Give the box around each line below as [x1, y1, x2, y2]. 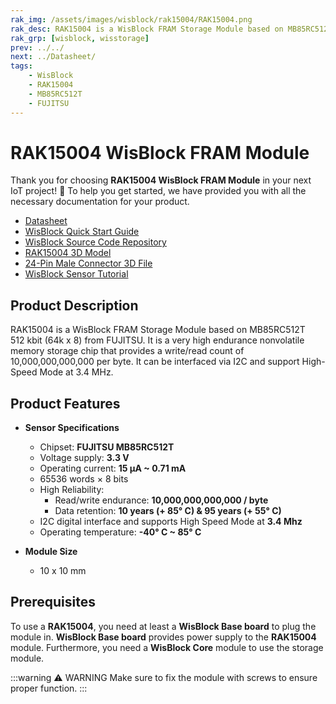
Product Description [10, 297, 139, 314]
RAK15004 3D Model [24, 247, 112, 259]
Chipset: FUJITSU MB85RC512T [39, 441, 175, 453]
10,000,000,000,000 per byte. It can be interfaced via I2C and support [10, 356, 300, 368]
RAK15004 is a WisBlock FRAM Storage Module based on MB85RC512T [10, 324, 306, 336]
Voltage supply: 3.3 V [39, 452, 130, 464]
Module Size [24, 546, 78, 558]
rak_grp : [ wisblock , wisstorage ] [10, 33, 150, 43]
